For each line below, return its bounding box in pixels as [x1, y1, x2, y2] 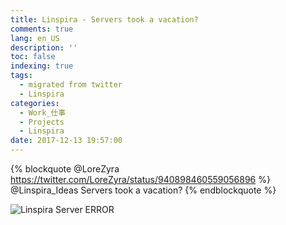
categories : [10, 98, 60, 108]
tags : [10, 71, 33, 81]
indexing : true [10, 61, 74, 71]
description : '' [10, 42, 78, 53]
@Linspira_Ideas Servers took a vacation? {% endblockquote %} [10, 184, 277, 196]
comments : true [10, 24, 74, 34]
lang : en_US [10, 33, 60, 43]
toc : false [10, 52, 56, 62]
